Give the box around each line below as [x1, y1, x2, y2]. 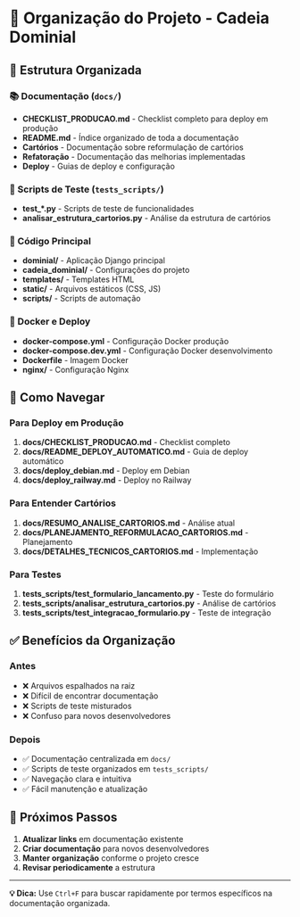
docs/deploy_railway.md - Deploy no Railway [21, 475, 192, 485]
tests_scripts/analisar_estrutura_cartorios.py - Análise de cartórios [21, 598, 277, 609]
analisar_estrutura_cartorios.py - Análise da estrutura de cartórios [21, 213, 271, 224]
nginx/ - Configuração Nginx [21, 364, 129, 375]
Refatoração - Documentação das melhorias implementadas [21, 151, 246, 161]
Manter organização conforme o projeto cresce [21, 852, 199, 863]
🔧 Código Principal [9, 235, 92, 248]
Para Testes [9, 568, 62, 581]
